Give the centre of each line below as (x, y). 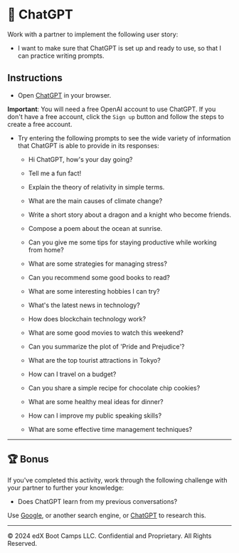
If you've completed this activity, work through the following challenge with (117, 480)
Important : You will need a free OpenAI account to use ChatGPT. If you (112, 109)
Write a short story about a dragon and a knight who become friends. (130, 215)
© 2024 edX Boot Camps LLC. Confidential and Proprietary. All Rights (110, 536)
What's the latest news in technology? (84, 305)
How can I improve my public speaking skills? (95, 415)
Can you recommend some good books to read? (99, 277)
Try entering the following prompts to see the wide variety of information (124, 138)
